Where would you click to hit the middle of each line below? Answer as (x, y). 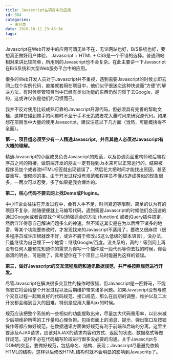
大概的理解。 (19, 146)
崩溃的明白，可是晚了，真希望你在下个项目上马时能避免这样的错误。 (77, 255)
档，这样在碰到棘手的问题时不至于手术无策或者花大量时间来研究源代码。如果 (86, 115)
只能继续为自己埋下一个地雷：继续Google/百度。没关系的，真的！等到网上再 (85, 242)
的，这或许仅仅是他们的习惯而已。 (41, 98)
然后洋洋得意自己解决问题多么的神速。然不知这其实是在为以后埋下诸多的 (81, 223)
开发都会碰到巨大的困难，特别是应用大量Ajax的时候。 (61, 302)
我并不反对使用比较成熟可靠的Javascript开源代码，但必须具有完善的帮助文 (84, 109)
